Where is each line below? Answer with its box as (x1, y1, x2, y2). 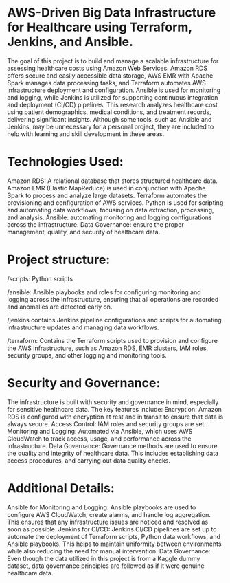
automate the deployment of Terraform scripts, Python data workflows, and (7, 532, 221, 540)
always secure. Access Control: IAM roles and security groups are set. (7, 419, 206, 428)
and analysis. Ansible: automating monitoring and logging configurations (7, 213, 212, 221)
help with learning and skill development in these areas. (7, 129, 165, 138)
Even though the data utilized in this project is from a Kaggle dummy (7, 554, 200, 562)
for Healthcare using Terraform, (7, 19, 192, 35)
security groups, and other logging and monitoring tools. (7, 351, 167, 359)
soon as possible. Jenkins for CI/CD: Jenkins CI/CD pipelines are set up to (7, 525, 217, 533)
